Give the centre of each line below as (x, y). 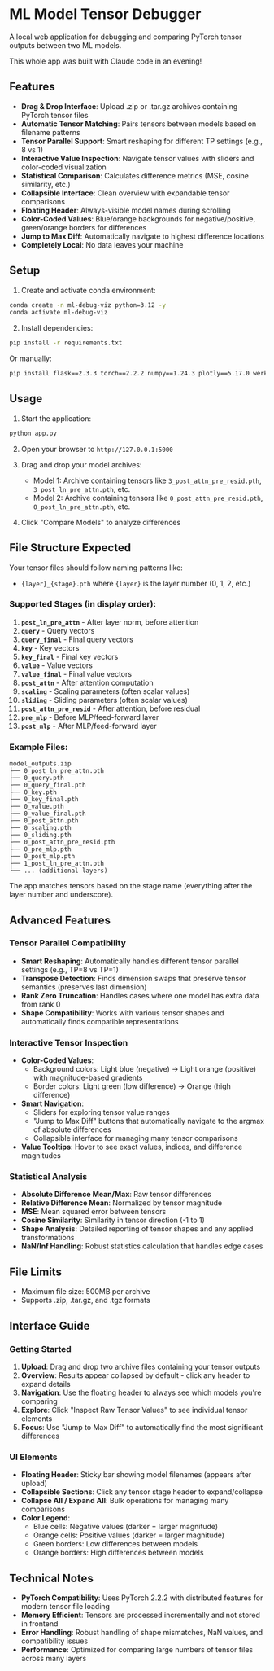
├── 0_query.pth (37, 778)
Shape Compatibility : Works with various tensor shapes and (122, 1013)
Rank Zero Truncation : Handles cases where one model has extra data (140, 995)
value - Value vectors (57, 665)
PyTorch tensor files (54, 115)
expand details (46, 1384)
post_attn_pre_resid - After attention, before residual (111, 708)
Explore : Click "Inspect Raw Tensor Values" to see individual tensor (134, 1410)
